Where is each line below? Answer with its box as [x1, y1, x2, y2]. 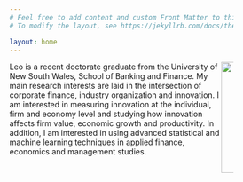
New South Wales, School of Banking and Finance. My [9, 71, 208, 82]
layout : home [9, 37, 58, 46]
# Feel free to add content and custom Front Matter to [9, 12, 221, 22]
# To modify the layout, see [9, 21, 117, 30]
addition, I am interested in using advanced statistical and [9, 128, 220, 138]
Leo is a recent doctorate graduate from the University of [9, 61, 218, 72]
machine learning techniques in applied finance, [9, 137, 185, 147]
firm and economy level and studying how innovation [9, 108, 203, 120]
